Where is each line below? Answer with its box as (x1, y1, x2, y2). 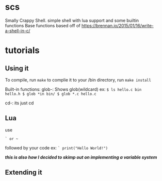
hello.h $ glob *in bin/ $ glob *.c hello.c (5, 91, 97, 96)
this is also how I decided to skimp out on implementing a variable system (5, 154, 157, 160)
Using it (5, 64, 29, 72)
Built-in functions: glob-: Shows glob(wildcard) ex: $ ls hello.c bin (5, 86, 142, 92)
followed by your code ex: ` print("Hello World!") (5, 145, 108, 150)
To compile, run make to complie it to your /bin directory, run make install (5, 77, 151, 82)
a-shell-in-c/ (5, 28, 31, 33)
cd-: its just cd (5, 100, 34, 106)
